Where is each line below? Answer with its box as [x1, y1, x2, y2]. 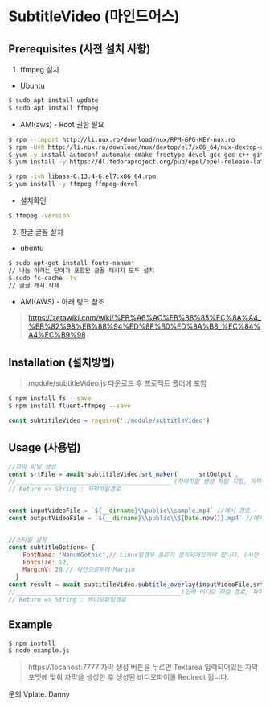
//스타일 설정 [8, 535, 47, 544]
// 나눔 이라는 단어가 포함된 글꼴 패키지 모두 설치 [8, 267, 155, 275]
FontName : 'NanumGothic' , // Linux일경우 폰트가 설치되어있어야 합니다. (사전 [22, 551, 259, 559]
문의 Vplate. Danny [8, 689, 70, 699]
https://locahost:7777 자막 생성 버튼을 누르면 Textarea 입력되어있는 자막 [27, 662, 259, 672]
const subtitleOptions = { [8, 543, 95, 552]
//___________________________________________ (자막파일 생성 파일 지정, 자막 [8, 478, 262, 486]
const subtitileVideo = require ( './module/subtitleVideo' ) [8, 416, 211, 424]
